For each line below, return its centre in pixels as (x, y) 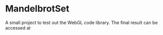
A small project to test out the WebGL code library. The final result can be (82, 22)
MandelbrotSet (37, 9)
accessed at (18, 27)
